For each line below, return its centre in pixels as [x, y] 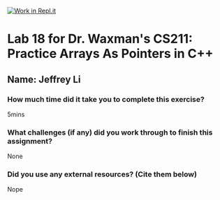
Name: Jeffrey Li [44, 79]
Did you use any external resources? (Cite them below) [102, 174]
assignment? [30, 141]
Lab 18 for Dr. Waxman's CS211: [100, 39]
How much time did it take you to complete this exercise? [106, 99]
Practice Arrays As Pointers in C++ [110, 54]
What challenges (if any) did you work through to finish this [110, 132]
